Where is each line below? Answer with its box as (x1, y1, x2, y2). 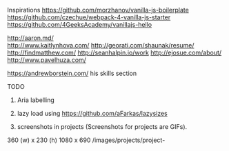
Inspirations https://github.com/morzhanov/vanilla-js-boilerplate (7, 6, 190, 14)
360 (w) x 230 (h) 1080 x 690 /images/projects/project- (7, 136, 166, 144)
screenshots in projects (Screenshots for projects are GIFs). (17, 123, 188, 130)
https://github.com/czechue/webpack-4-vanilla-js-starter (7, 13, 171, 21)
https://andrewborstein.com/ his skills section (7, 69, 137, 77)
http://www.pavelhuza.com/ (7, 56, 86, 64)
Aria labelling (17, 96, 55, 104)
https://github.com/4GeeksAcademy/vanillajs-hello (7, 21, 152, 28)
